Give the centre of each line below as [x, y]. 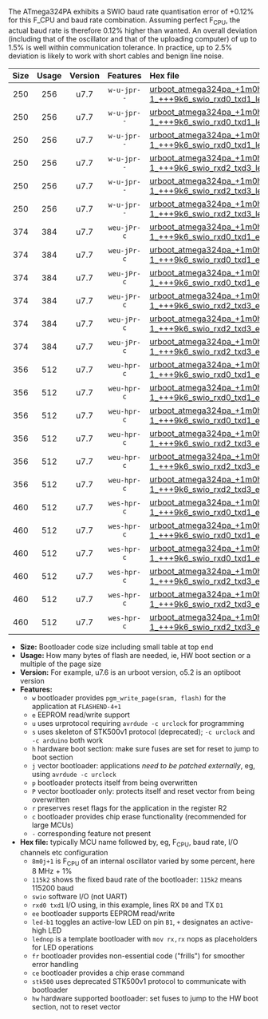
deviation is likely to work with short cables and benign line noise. [116, 56]
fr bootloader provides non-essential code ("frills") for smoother [138, 956]
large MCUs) [53, 825]
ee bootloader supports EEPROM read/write [103, 914]
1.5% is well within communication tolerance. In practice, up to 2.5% [120, 47]
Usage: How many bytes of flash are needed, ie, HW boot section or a [135, 655]
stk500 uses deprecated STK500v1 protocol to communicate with [139, 981]
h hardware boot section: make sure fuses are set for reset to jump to [145, 748]
